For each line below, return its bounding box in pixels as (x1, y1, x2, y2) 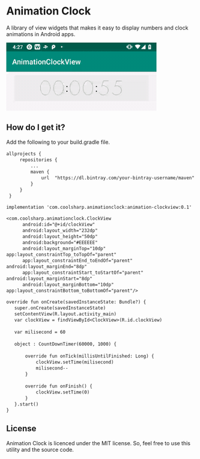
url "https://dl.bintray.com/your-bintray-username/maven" (41, 174, 195, 181)
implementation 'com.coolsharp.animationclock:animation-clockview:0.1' (6, 204, 192, 210)
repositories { (19, 156, 58, 163)
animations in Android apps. (6, 30, 76, 37)
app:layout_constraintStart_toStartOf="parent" (22, 270, 144, 276)
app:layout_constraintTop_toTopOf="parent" (6, 251, 117, 257)
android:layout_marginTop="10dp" (22, 245, 106, 251)
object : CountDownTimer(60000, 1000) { (14, 341, 117, 347)
